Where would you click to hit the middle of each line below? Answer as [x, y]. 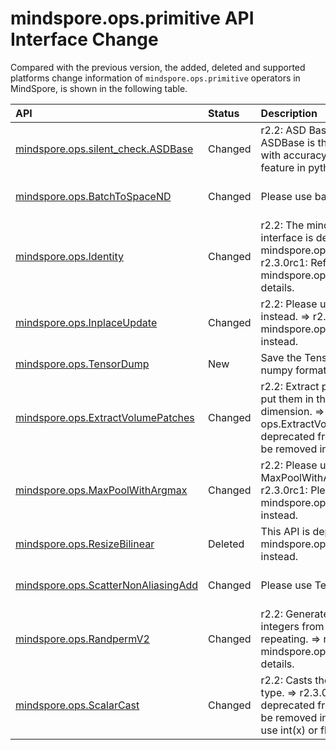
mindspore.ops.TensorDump [82, 364]
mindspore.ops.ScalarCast [77, 705]
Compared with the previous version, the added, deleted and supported [158, 67]
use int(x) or [289, 730]
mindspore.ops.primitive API [132, 18]
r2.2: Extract [290, 386]
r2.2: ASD [283, 130]
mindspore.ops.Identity [70, 256]
